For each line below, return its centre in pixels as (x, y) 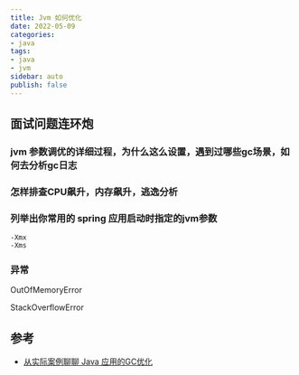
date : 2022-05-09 (43, 26)
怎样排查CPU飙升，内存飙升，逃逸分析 (94, 192)
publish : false (39, 85)
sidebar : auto (37, 77)
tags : (20, 52)
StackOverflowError (47, 307)
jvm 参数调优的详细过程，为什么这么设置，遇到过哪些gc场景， (145, 152)
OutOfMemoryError (46, 290)
